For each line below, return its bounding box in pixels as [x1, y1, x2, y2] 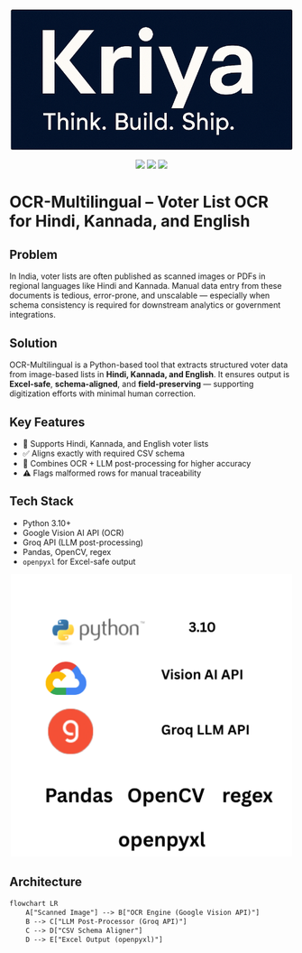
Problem [9, 246, 59, 262]
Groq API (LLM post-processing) [22, 537, 144, 548]
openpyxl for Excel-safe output [22, 556, 136, 567]
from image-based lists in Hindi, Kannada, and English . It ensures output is [9, 369, 290, 380]
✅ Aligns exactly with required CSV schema [22, 448, 185, 458]
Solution [9, 335, 58, 351]
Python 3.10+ [22, 517, 72, 528]
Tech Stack [9, 494, 74, 509]
